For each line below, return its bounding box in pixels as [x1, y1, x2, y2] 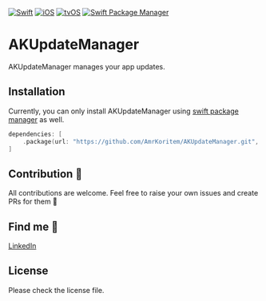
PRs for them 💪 [8, 196, 58, 207]
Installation [8, 85, 66, 99]
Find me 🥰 [8, 220, 58, 233]
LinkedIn [8, 241, 37, 251]
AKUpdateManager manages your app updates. [8, 61, 165, 71]
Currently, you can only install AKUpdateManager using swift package [8, 106, 240, 116]
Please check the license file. [8, 285, 105, 295]
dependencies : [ [8, 130, 62, 138]
